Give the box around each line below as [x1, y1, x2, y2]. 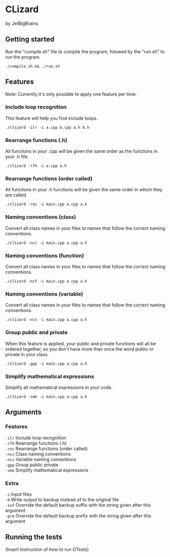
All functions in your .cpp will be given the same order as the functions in [5, 148, 158, 154]
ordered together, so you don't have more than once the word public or [5, 346, 154, 352]
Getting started [5, 35, 55, 44]
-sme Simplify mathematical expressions [5, 467, 89, 473]
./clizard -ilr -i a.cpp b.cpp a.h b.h [5, 125, 90, 130]
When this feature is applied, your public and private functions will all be [5, 340, 156, 346]
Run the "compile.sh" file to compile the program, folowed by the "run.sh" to [5, 48, 165, 54]
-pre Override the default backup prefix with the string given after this [5, 512, 151, 518]
